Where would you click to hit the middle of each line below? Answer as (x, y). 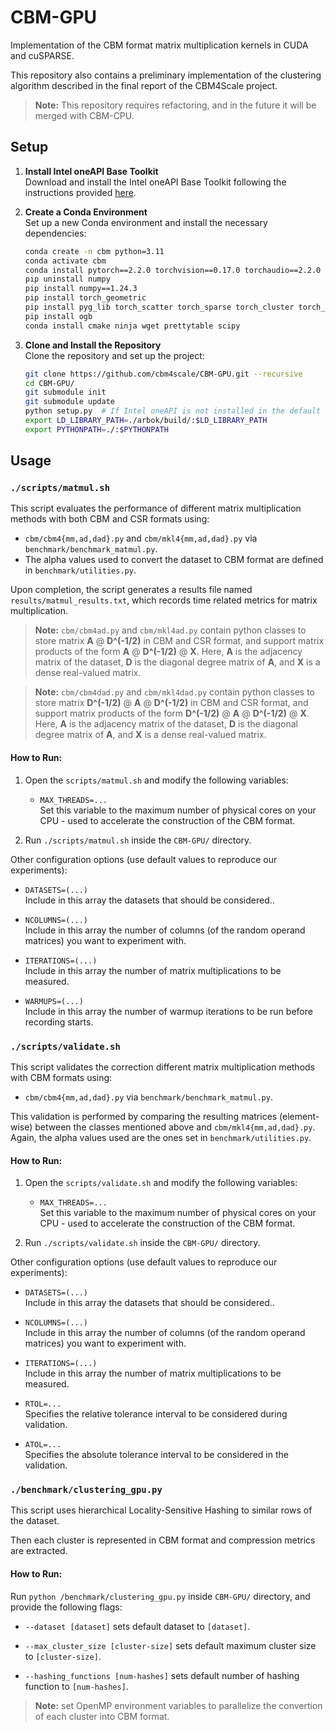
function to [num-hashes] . (76, 1686)
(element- (299, 1116)
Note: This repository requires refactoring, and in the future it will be (175, 105)
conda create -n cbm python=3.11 (94, 251)
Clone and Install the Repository (93, 345)
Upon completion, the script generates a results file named (131, 590)
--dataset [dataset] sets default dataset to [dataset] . (137, 1626)
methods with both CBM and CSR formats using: (110, 519)
